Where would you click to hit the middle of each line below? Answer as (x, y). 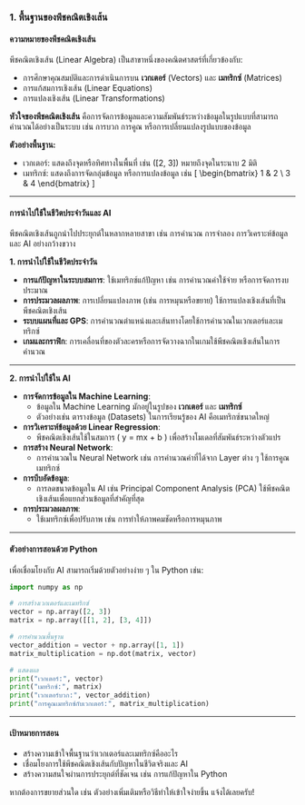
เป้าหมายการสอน (34, 732)
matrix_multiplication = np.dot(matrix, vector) (103, 653)
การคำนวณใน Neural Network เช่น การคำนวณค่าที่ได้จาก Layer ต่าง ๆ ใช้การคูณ (163, 458)
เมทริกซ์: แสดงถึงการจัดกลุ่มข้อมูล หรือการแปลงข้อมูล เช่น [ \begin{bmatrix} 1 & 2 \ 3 (156, 174)
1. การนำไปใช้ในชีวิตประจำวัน (54, 262)
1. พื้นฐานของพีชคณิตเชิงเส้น (59, 17)
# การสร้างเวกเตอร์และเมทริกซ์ (49, 603)
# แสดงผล (24, 670)
